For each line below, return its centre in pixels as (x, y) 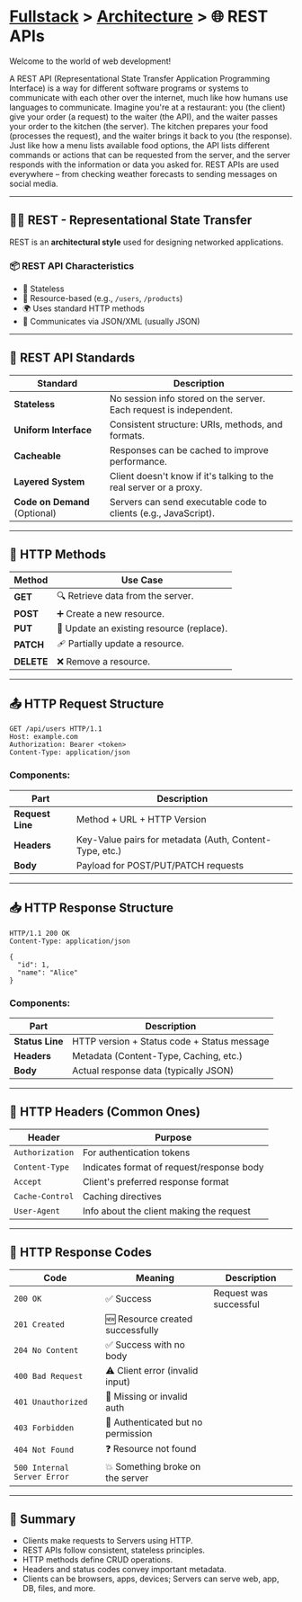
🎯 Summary (43, 1519)
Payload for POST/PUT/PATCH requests (160, 865)
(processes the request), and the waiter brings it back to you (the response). (151, 136)
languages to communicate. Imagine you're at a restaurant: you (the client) (147, 107)
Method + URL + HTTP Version (141, 819)
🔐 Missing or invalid (147, 1396)
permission (129, 1433)
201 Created (40, 1324)
